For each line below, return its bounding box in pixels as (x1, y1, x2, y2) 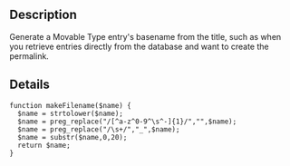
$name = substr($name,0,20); (17, 132, 128, 142)
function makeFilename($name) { (9, 101, 131, 110)
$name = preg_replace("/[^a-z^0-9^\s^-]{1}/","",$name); (17, 117, 237, 126)
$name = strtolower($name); (17, 109, 124, 118)
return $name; (17, 141, 71, 150)
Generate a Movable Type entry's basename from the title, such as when (9, 31, 282, 42)
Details (9, 77, 50, 93)
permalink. (9, 50, 50, 62)
